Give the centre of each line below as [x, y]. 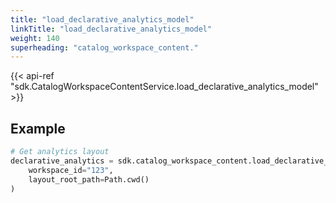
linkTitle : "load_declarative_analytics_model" [111, 29]
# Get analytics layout [60, 152]
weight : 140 [35, 38]
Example [38, 128]
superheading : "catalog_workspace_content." [104, 47]
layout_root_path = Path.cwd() [89, 179]
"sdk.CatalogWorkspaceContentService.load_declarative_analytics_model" [164, 87]
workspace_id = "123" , [71, 170]
